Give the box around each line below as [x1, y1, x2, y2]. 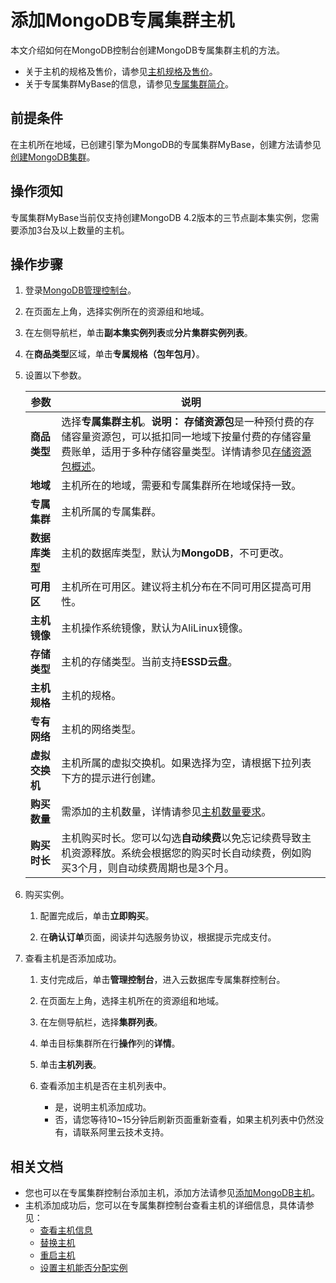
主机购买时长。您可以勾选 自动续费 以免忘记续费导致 [61, 831, 302, 845]
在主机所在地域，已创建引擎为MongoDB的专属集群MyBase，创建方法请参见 [10, 138, 322, 150]
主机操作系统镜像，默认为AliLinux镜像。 [61, 621, 249, 635]
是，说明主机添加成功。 [54, 1101, 152, 1113]
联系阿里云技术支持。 [81, 1126, 170, 1138]
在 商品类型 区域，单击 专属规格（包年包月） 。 [24, 348, 205, 360]
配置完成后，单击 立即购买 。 [39, 910, 155, 922]
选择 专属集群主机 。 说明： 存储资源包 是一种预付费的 [61, 415, 305, 429]
